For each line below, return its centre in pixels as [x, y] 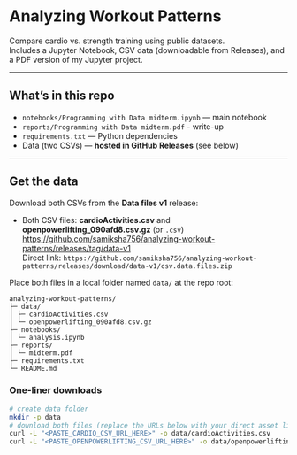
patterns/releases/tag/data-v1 [76, 248]
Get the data [44, 182]
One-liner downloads [56, 390]
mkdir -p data [35, 417]
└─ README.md [33, 368]
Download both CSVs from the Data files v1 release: [104, 203]
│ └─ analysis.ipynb [47, 337]
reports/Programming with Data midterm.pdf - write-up [122, 127]
